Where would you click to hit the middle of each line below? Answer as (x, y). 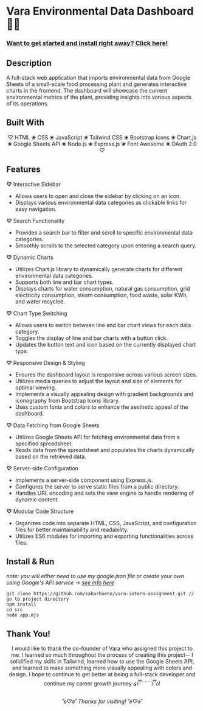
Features (23, 170)
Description (29, 63)
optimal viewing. (36, 387)
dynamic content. (37, 499)
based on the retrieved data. (50, 456)
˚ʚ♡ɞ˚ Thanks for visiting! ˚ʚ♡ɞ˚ (102, 701)
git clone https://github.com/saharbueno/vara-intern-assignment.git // (100, 594)
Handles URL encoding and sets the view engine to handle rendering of (105, 493)
